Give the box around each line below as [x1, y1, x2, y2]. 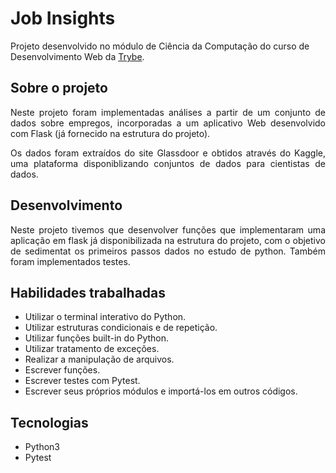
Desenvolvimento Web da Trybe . [10, 50, 145, 62]
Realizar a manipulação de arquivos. [24, 353, 175, 366]
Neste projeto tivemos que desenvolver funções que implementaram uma [10, 223, 326, 236]
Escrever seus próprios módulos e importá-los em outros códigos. [24, 385, 298, 397]
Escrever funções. [24, 364, 101, 376]
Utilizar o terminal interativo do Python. [24, 311, 187, 323]
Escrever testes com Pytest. [24, 375, 141, 387]
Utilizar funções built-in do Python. [24, 332, 170, 344]
